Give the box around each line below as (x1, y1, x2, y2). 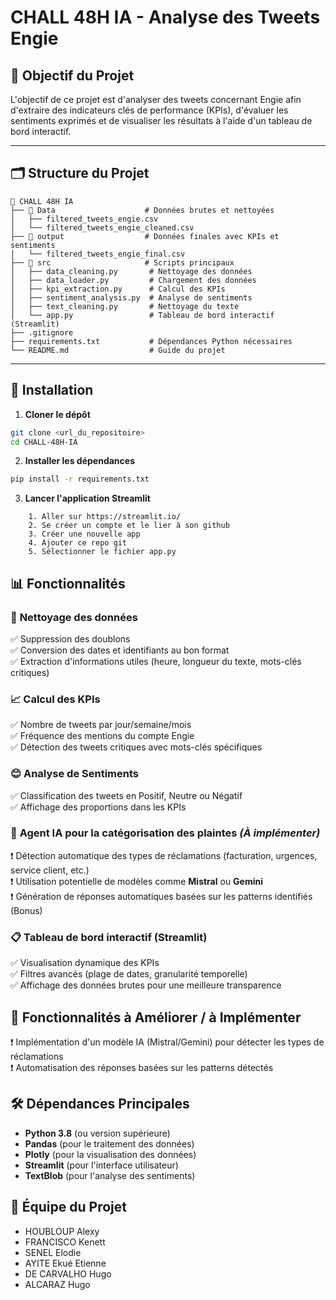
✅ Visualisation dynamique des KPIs (10, 957, 160, 969)
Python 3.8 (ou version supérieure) (24, 1127, 171, 1139)
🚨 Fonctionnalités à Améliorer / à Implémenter (10, 1009, 302, 1026)
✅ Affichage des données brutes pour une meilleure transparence (10, 979, 282, 991)
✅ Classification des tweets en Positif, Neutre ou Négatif (10, 789, 243, 801)
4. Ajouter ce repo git (28, 538, 128, 548)
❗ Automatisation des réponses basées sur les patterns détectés (10, 1061, 274, 1073)
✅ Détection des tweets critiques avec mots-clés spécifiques (10, 741, 263, 753)
